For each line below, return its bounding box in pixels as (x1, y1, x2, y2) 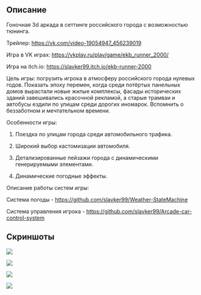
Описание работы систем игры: (6, 184, 90, 191)
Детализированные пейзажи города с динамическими (15, 154, 158, 161)
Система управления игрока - (6, 207, 85, 215)
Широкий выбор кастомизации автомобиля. (15, 142, 130, 150)
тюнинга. (6, 27, 30, 35)
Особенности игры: (6, 119, 57, 126)
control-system (6, 214, 45, 221)
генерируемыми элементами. (15, 161, 94, 168)
